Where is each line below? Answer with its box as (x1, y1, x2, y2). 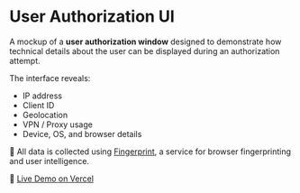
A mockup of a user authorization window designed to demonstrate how (9, 36, 282, 47)
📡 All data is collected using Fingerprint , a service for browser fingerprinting (9, 146, 291, 157)
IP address (22, 90, 63, 101)
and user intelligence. (9, 155, 90, 166)
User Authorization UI (9, 6, 175, 27)
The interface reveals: (9, 72, 91, 83)
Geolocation (22, 109, 68, 120)
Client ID (22, 99, 55, 110)
